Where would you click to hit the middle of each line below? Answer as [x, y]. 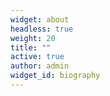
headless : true [42, 29]
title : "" [31, 47]
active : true [37, 57]
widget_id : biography [55, 76]
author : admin [40, 66]
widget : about [40, 19]
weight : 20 [33, 38]
